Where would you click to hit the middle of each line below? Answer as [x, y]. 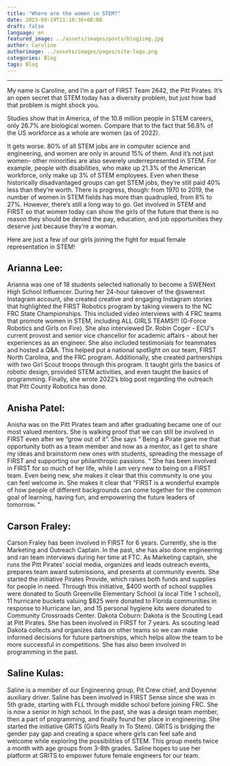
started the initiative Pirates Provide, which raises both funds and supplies [112, 579]
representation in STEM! [41, 247]
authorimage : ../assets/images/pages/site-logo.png [82, 52]
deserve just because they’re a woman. [63, 226]
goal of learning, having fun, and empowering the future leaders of [101, 497]
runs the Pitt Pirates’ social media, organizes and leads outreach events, [109, 565]
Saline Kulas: [36, 673]
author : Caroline [32, 45]
